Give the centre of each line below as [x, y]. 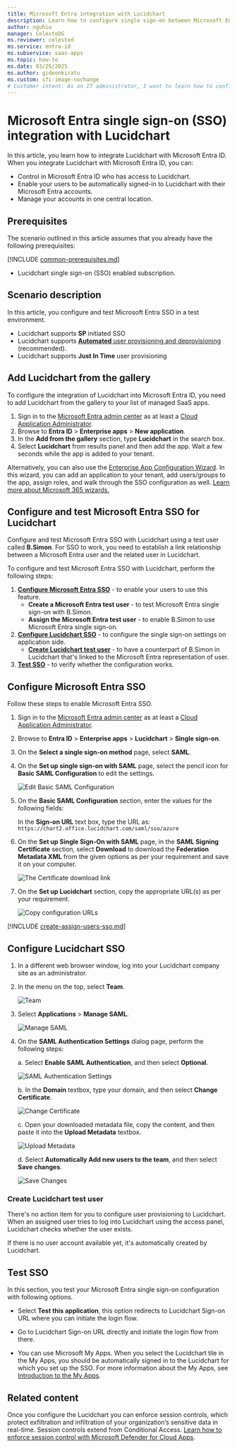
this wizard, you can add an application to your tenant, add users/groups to [116, 475]
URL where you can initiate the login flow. [78, 1318]
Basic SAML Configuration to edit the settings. [86, 774]
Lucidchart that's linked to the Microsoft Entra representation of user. [128, 657]
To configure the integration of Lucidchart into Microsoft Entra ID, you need [116, 395]
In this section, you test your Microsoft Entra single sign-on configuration [114, 1290]
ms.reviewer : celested [41, 40]
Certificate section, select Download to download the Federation [113, 849]
